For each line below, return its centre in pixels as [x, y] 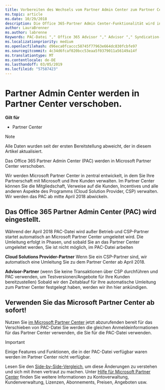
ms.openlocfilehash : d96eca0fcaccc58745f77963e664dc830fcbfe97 [71, 46]
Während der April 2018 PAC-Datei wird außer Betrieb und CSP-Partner [77, 231]
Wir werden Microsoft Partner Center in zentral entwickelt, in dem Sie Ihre [80, 176]
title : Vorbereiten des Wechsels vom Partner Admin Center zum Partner [80, 10]
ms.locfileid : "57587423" [31, 69]
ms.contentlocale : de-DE [30, 60]
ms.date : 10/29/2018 [26, 19]
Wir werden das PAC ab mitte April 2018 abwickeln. [57, 196]
